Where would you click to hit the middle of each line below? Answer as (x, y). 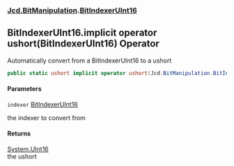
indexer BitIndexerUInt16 (42, 104)
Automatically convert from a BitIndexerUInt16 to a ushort (89, 60)
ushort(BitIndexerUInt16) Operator (84, 44)
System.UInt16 (28, 149)
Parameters (24, 89)
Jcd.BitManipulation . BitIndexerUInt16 (72, 10)
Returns (19, 133)
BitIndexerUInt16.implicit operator (82, 33)
